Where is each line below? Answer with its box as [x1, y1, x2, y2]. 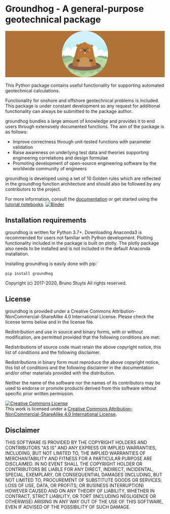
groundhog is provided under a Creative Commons [5, 308, 111, 314]
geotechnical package [5, 14, 101, 25]
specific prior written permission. [5, 391, 74, 397]
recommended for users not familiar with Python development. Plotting [5, 235, 153, 241]
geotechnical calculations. [5, 87, 60, 94]
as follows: [5, 129, 28, 135]
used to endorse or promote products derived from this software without [5, 385, 157, 391]
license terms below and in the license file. [5, 319, 95, 325]
